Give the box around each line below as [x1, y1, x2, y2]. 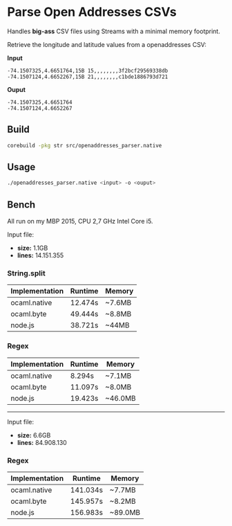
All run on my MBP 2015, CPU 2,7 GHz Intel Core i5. [7, 217, 153, 226]
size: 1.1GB [17, 244, 48, 253]
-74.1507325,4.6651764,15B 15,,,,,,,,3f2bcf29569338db [7, 67, 168, 74]
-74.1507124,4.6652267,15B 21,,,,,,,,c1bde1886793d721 [7, 73, 168, 80]
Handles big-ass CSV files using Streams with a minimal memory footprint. [7, 27, 221, 35]
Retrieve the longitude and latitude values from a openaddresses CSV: [7, 40, 207, 48]
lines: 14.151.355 [17, 251, 64, 260]
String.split [7, 269, 46, 278]
